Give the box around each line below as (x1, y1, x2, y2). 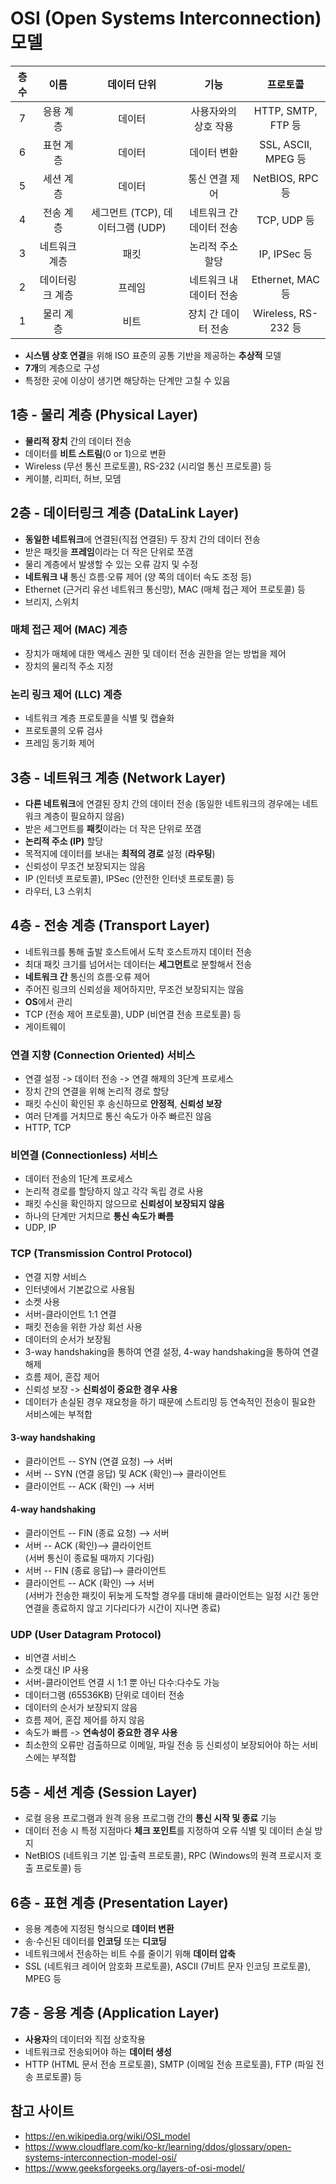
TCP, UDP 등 (256, 213, 315, 227)
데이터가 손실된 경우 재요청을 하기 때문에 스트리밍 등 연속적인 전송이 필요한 (24, 1395, 317, 1407)
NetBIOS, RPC (252, 171, 319, 185)
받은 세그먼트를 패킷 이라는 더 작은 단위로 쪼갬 (24, 822, 202, 834)
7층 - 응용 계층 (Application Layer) (10, 2005, 220, 2022)
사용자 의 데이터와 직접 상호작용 (24, 2033, 146, 2045)
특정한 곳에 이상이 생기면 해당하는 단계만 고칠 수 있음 (24, 374, 231, 386)
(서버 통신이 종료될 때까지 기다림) (24, 1552, 155, 1564)
